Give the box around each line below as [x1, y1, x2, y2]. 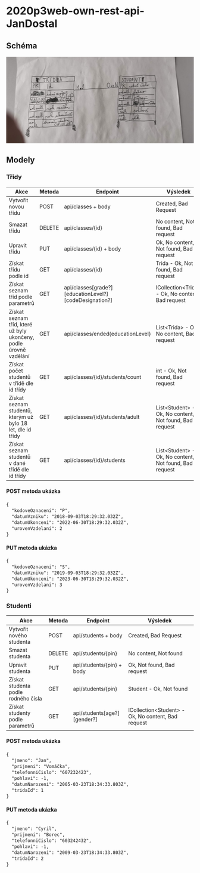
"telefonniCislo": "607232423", [11, 769, 92, 775]
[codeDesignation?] [64, 297, 113, 304]
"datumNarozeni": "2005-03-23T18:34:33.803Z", [11, 781, 129, 787]
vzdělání [8, 352, 30, 359]
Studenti [6, 601, 32, 610]
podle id [8, 273, 29, 279]
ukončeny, [8, 333, 35, 341]
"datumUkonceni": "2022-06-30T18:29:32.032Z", [11, 519, 129, 526]
